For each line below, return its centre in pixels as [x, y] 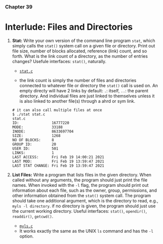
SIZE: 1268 [36, 135]
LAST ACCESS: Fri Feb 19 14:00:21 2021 [58, 157]
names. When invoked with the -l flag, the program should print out [80, 185]
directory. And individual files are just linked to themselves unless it [87, 96]
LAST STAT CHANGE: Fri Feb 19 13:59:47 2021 [58, 166]
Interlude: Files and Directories [69, 27]
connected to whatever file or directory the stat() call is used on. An [89, 85]
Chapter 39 [19, 7]
